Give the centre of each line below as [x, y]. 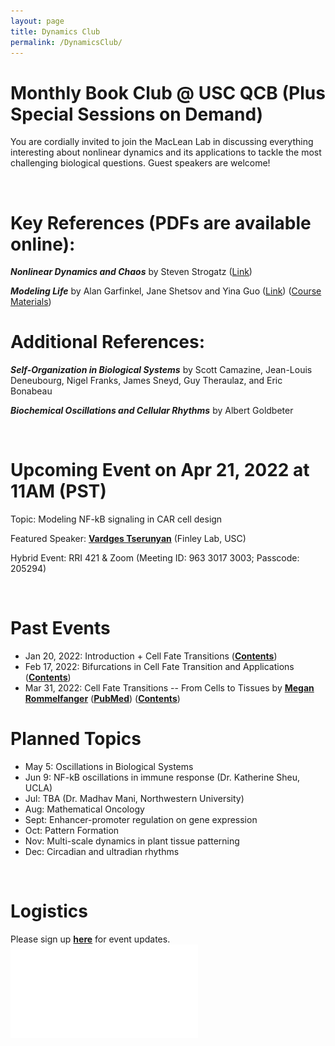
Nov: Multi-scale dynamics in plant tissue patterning [132, 841]
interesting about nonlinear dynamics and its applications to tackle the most [166, 152]
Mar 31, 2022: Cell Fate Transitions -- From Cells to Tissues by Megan [169, 688]
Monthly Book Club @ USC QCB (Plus [168, 92]
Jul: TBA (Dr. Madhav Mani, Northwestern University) [134, 798]
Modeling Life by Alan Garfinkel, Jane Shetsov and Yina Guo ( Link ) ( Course [166, 291]
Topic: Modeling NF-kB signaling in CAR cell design [116, 519]
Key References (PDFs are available [161, 222]
